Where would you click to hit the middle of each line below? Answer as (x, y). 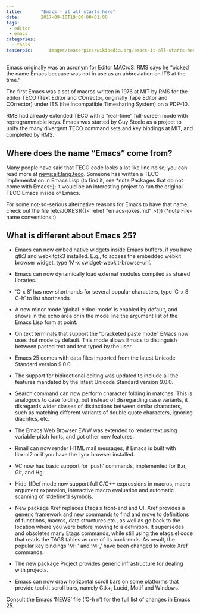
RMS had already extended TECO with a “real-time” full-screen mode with (97, 115)
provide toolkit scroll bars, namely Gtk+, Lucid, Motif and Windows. (97, 588)
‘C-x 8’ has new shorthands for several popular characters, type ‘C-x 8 (101, 292)
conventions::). (40, 217)
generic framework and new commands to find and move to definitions (102, 514)
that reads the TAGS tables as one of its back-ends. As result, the (95, 540)
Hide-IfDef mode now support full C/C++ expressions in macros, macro (103, 484)
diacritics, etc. (32, 419)
